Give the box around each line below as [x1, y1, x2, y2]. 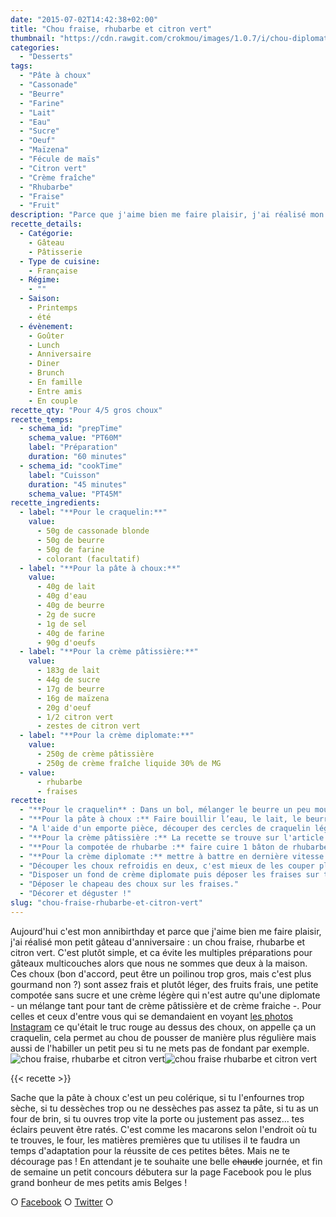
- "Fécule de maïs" [19, 154, 101, 164]
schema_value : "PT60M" [28, 433, 123, 443]
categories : [10, 42, 60, 53]
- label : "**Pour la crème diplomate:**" [19, 731, 195, 741]
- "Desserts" [19, 52, 74, 62]
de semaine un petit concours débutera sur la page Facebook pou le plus [10, 1166, 312, 1178]
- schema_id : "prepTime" [19, 424, 123, 434]
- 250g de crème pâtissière [36, 749, 155, 759]
